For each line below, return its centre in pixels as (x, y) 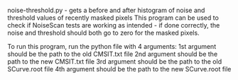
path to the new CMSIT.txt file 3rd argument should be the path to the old (115, 62)
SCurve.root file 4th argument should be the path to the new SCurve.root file (119, 69)
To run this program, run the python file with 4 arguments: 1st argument (112, 46)
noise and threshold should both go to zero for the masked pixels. (104, 33)
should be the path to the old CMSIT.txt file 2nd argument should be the (113, 54)
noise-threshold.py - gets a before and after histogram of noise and (106, 10)
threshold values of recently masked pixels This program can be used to (113, 18)
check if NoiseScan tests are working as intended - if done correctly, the (114, 25)
